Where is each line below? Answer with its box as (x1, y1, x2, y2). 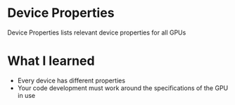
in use (17, 91, 36, 99)
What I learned (7, 53, 95, 69)
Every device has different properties (17, 76, 125, 85)
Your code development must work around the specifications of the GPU (17, 83, 229, 92)
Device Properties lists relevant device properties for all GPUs (7, 28, 186, 37)
